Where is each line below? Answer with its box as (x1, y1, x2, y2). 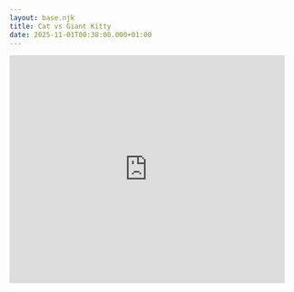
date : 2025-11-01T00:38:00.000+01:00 (9, 30, 152, 39)
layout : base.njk (9, 13, 75, 23)
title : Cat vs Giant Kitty (9, 22, 112, 31)
